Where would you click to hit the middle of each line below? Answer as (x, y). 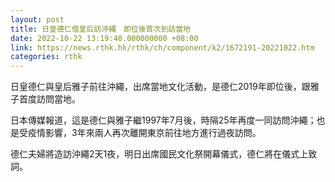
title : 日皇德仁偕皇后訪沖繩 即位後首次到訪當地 (100, 29)
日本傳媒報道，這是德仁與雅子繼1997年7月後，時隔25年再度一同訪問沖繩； (163, 120)
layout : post (37, 19)
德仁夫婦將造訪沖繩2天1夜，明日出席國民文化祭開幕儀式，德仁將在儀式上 (159, 154)
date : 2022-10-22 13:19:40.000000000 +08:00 (104, 38)
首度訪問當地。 (49, 99)
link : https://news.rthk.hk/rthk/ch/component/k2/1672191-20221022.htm (162, 47)
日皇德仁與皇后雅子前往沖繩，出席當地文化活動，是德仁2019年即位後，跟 (160, 87)
